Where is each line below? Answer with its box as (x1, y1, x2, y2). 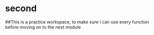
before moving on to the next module (5, 24, 81, 30)
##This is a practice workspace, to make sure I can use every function (5, 19, 150, 25)
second (5, 3, 37, 14)
